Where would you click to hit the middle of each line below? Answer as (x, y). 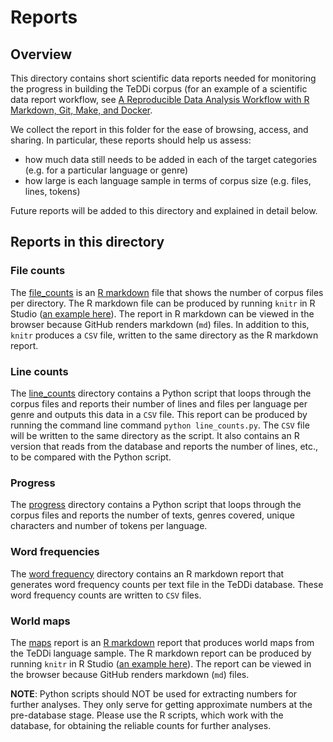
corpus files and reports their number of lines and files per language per (159, 403)
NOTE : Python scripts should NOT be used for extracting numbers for (154, 693)
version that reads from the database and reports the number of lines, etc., (164, 446)
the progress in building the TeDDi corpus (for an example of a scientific (159, 89)
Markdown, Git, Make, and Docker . (81, 110)
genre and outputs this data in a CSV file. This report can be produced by (159, 414)
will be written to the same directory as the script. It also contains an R (155, 435)
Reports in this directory (87, 242)
